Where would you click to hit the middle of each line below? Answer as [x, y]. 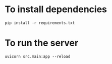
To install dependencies [56, 9]
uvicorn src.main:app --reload [38, 56]
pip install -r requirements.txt [40, 23]
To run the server [42, 43]
